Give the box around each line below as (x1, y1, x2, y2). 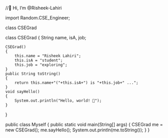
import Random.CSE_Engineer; (5, 15, 70, 20)
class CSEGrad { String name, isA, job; (5, 35, 87, 40)
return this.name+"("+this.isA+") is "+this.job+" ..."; (14, 80, 139, 85)
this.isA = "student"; (14, 58, 63, 63)
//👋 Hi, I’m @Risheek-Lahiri (5, 5, 62, 11)
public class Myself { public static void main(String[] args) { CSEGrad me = (5, 122, 163, 127)
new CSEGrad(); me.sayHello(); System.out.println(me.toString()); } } (5, 127, 150, 133)
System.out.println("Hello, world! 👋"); (14, 98, 102, 103)
